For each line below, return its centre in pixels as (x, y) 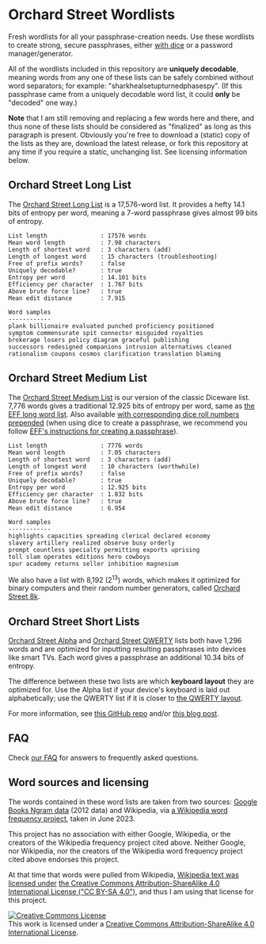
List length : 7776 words (76, 445)
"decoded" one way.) (43, 102)
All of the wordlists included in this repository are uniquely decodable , (123, 68)
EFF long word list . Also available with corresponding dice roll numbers (124, 414)
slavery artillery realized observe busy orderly (92, 543)
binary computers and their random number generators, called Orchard (124, 588)
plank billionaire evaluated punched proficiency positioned (111, 326)
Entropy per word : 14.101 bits (78, 277)
